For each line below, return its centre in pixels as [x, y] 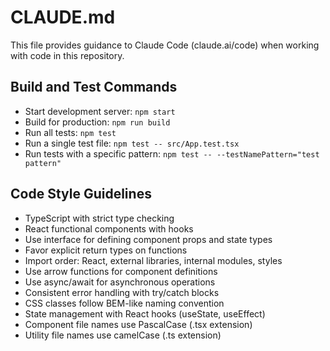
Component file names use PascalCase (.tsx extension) [138, 324]
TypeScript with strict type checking [99, 218]
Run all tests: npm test [70, 132]
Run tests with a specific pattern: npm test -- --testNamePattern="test [172, 153]
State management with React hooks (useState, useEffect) [145, 313]
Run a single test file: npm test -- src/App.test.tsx [132, 143]
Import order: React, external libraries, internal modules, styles [153, 260]
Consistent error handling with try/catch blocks [122, 292]
